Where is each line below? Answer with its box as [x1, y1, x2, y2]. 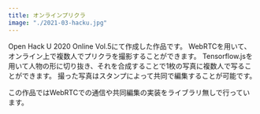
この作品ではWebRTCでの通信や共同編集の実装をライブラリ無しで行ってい [8, 87, 251, 97]
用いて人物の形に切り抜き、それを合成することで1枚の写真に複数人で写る [8, 61, 245, 71]
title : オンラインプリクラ [8, 11, 86, 20]
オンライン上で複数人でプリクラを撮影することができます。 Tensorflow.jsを [8, 51, 254, 61]
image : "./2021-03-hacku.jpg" [8, 19, 108, 27]
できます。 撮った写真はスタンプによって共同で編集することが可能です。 [21, 71, 257, 80]
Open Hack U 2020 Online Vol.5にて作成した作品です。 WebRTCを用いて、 [8, 41, 251, 51]
